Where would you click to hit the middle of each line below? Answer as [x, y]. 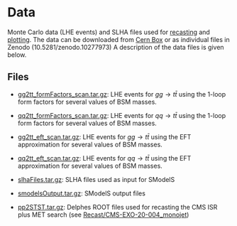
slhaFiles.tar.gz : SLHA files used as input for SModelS [96, 179]
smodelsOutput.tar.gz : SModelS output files [81, 193]
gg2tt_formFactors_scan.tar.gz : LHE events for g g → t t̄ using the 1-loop [122, 94]
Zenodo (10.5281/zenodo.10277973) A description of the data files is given [116, 47]
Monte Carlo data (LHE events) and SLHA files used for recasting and [109, 32]
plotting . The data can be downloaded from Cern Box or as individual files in [118, 39]
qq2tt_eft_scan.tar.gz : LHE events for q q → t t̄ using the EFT [104, 158]
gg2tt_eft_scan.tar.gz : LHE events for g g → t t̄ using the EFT [104, 136]
